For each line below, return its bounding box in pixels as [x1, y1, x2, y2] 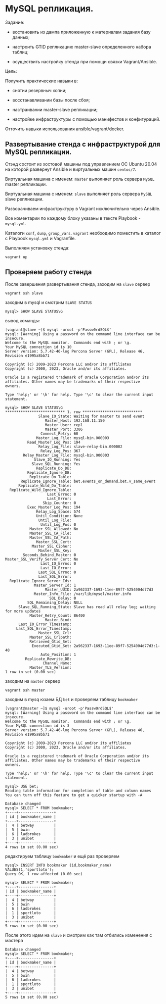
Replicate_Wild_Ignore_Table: [9, 487, 72, 493]
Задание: [5, 19, 25, 25]
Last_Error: [47, 496, 72, 501]
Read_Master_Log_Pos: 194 [27, 440, 81, 445]
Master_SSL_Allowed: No [29, 526, 79, 531]
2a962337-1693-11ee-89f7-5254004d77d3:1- [73, 643, 161, 649]
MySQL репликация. [5, 3, 94, 14]
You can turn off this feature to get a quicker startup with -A [5, 793, 142, 798]
